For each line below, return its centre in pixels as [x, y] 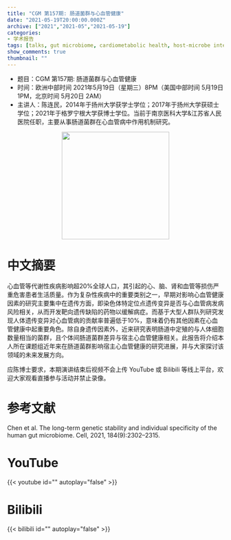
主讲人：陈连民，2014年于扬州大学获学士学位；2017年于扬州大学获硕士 [118, 105]
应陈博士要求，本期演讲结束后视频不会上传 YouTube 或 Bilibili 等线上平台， [112, 369]
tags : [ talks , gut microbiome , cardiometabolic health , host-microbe [109, 45]
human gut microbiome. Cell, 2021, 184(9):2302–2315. [84, 435]
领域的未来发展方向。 [37, 354]
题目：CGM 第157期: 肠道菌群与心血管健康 [77, 78]
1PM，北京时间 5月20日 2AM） [61, 96]
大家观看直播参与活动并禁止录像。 [61, 378]
